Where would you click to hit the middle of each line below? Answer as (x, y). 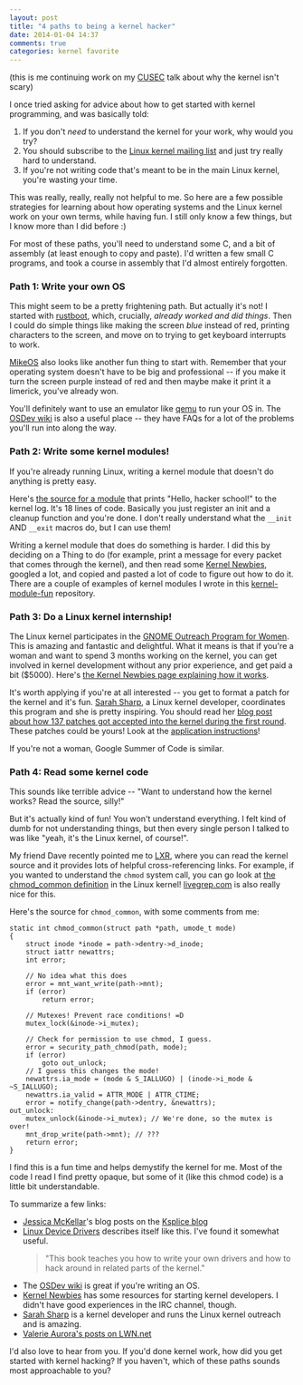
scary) (21, 87)
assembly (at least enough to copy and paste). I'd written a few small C (142, 254)
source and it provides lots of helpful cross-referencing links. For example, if (152, 866)
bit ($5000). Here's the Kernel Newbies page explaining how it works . (139, 675)
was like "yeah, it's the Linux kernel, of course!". (99, 838)
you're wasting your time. (70, 180)
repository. (76, 593)
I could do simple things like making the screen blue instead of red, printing (150, 325)
